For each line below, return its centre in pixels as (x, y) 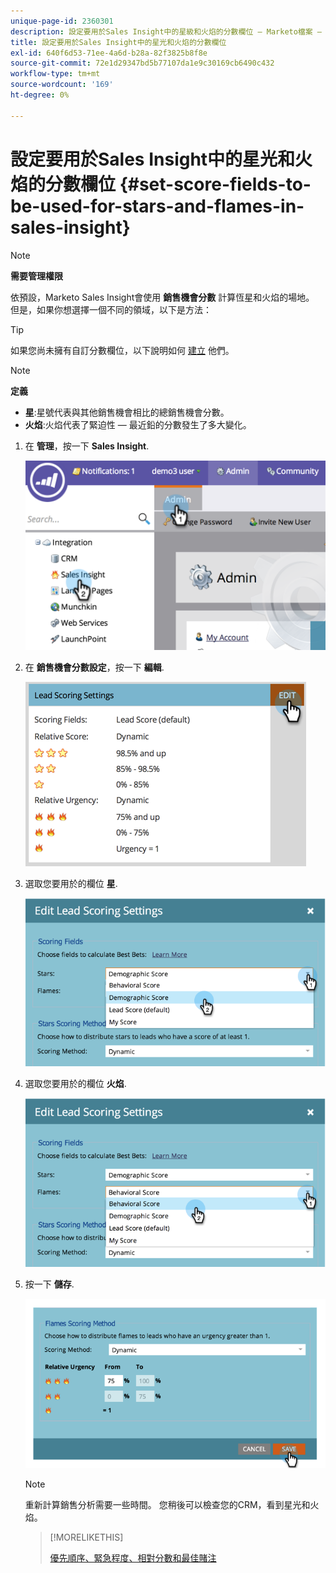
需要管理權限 (36, 276)
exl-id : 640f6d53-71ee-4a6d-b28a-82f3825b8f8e (109, 53)
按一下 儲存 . (49, 1284)
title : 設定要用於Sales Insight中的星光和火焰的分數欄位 (118, 42)
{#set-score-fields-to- (215, 184)
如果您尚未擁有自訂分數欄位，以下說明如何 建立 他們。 (122, 350)
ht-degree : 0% (40, 95)
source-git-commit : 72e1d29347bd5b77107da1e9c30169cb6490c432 (142, 63)
